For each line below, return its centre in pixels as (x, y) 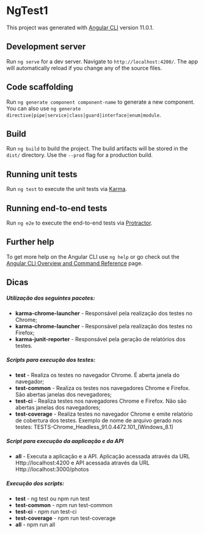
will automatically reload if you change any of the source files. (84, 68)
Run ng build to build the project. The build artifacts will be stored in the (97, 149)
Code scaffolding (40, 87)
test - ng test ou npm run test (52, 499)
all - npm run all (35, 525)
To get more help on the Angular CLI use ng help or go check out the (93, 256)
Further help (31, 242)
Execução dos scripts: (35, 483)
